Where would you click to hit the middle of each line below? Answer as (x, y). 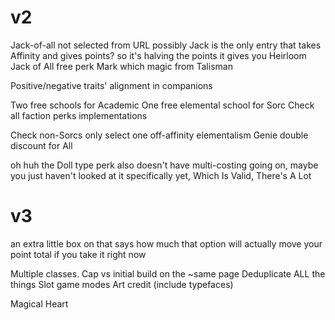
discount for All (41, 145)
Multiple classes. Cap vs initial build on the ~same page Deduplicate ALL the (168, 273)
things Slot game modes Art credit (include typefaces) (122, 284)
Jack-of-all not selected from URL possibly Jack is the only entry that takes (166, 45)
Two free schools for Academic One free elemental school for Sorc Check (162, 105)
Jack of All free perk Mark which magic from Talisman (121, 66)
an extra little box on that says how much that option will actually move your (166, 243)
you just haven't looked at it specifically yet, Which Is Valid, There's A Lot (161, 175)
